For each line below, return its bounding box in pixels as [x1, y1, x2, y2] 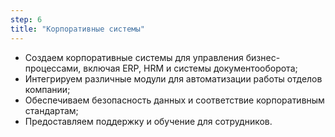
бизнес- [245, 51, 281, 63]
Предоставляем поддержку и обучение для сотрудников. [24, 115, 273, 127]
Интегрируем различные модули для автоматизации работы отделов [24, 72, 323, 85]
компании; [24, 83, 71, 95]
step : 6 [10, 14, 43, 25]
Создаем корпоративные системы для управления [24, 51, 244, 63]
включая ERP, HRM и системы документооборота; [83, 62, 298, 74]
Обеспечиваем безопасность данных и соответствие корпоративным [24, 94, 325, 106]
